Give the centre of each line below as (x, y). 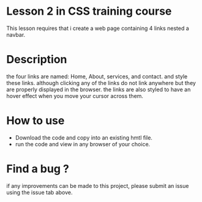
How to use (36, 121)
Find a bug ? (38, 169)
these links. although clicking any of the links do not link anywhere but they (101, 83)
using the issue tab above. (39, 192)
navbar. (16, 34)
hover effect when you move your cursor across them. (75, 95)
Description (37, 60)
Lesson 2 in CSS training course (89, 11)
